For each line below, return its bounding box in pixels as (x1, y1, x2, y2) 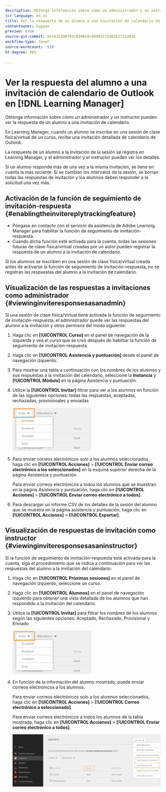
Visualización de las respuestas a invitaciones (5, 283, 151, 292)
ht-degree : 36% (5, 49, 37, 54)
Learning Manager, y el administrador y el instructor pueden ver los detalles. (5, 154, 161, 160)
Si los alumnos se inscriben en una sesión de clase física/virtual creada (5, 259, 151, 265)
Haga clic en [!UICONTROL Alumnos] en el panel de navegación (12, 590, 144, 596)
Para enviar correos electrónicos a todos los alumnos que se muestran (12, 481, 157, 487)
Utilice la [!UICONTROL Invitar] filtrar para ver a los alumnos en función (12, 387, 159, 393)
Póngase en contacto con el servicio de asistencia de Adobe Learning (12, 223, 155, 229)
